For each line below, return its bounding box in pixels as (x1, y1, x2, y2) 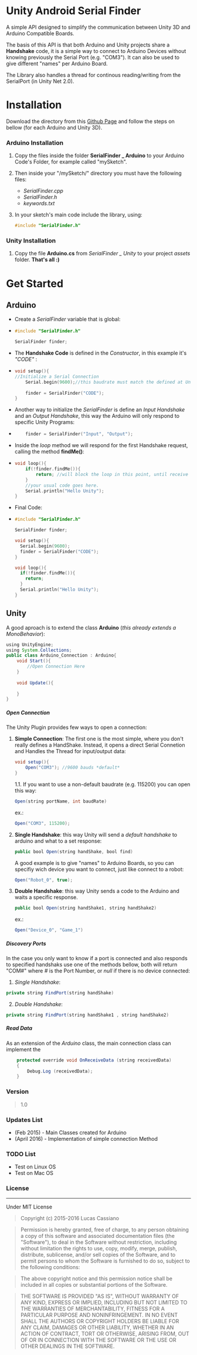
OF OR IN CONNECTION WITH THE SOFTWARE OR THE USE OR (20, 1336, 176, 1343)
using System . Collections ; (6, 647, 72, 653)
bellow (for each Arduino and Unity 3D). (6, 124, 103, 131)
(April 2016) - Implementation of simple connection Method (14, 1135, 158, 1142)
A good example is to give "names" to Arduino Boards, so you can (14, 859, 175, 866)
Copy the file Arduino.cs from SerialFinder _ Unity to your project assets (14, 250, 191, 257)
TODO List (6, 1150, 36, 1158)
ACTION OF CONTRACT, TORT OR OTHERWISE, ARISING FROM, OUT (20, 1330, 189, 1337)
